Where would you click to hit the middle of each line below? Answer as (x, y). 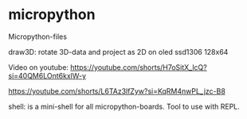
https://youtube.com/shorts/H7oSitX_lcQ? (139, 67)
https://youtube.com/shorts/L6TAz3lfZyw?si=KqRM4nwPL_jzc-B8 (117, 91)
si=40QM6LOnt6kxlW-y (47, 75)
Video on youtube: (39, 67)
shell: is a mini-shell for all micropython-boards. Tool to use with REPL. (124, 106)
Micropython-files (38, 36)
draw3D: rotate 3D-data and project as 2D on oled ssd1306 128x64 (118, 52)
